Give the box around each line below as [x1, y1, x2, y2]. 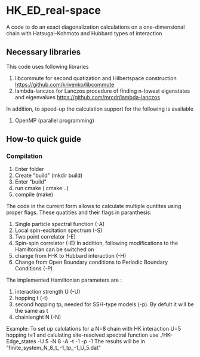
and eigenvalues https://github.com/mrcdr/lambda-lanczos [14, 93, 160, 100]
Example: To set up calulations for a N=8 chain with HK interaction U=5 [6, 325, 181, 332]
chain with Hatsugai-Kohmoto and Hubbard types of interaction [6, 29, 162, 36]
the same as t [14, 307, 49, 315]
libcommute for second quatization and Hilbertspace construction [14, 74, 177, 81]
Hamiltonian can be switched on [14, 246, 94, 253]
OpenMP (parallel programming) [14, 117, 94, 124]
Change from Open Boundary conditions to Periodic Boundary [14, 258, 168, 266]
